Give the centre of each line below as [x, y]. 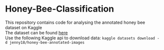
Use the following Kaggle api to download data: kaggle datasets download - [82, 38]
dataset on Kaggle [24, 27]
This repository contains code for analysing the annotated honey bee [75, 22]
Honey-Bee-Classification [60, 9]
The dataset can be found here [36, 33]
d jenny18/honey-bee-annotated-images [45, 42]
